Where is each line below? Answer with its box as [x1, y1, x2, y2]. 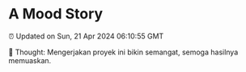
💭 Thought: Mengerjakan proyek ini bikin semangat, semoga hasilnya [8, 47, 239, 57]
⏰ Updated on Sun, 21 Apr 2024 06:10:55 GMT [8, 31, 164, 41]
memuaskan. [8, 55, 52, 65]
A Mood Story [8, 5, 104, 23]
